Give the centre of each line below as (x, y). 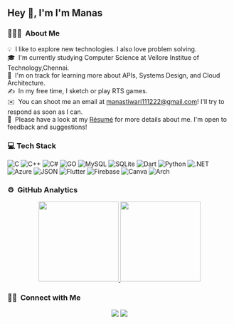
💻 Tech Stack (32, 145)
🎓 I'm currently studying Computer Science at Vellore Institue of (103, 57)
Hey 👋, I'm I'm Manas (55, 13)
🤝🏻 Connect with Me (44, 298)
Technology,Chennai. (38, 68)
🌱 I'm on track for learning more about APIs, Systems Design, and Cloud (114, 75)
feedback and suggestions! (47, 127)
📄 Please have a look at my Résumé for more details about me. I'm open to (117, 119)
